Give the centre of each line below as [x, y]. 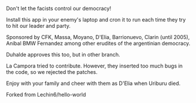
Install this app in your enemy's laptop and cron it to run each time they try [96, 19]
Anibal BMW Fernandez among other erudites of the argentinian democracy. [98, 43]
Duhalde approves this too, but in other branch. [63, 54]
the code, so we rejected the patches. [52, 72]
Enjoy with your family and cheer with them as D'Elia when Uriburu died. [93, 83]
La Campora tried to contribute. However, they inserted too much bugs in [94, 66]
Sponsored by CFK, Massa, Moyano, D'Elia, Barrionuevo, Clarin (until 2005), [98, 37]
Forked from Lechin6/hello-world [46, 95]
